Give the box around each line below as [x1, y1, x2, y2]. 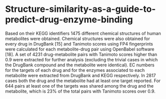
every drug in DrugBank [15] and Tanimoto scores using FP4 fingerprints [5, 41, 154, 47]
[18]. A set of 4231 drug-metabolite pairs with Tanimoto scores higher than [5, 51, 158, 57]
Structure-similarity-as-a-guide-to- [5, 3, 156, 15]
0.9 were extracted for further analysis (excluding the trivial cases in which [5, 56, 158, 62]
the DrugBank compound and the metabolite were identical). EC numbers [5, 62, 155, 68]
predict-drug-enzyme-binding [5, 14, 133, 25]
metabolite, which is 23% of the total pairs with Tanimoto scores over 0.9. [5, 88, 156, 94]
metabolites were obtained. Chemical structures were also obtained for [5, 36, 150, 42]
